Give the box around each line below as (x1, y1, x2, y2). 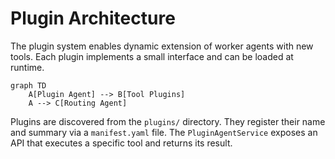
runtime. (10, 61, 45, 73)
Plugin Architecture (10, 7, 176, 30)
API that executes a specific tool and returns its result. (10, 137, 233, 149)
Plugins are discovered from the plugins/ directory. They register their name (10, 115, 326, 127)
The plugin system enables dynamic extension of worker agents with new (10, 40, 314, 52)
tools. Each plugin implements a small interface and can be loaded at (10, 50, 294, 62)
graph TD (10, 80, 47, 91)
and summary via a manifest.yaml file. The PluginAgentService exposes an (10, 126, 318, 138)
